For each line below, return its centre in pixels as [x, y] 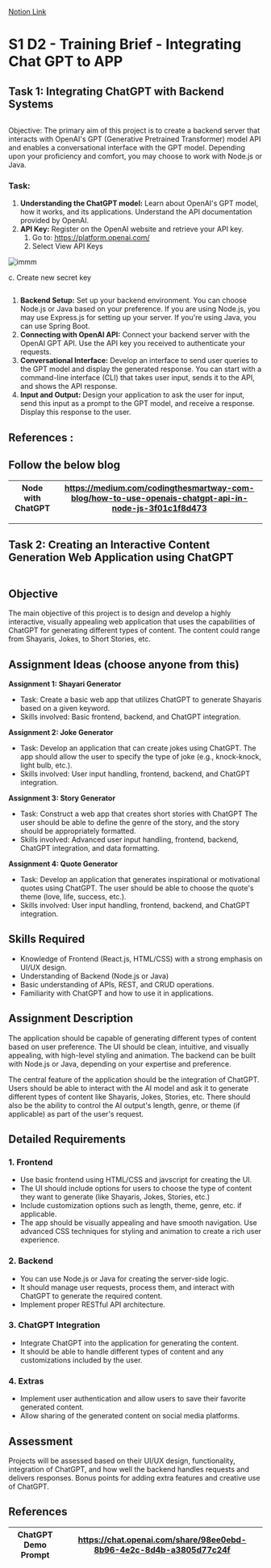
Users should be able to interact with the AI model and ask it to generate [128, 1088]
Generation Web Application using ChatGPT [121, 557]
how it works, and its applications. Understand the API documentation [136, 212]
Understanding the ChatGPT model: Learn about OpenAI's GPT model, [139, 203]
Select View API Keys [67, 247]
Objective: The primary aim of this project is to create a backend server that [134, 130]
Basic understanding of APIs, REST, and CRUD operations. [117, 984]
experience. [40, 1240]
